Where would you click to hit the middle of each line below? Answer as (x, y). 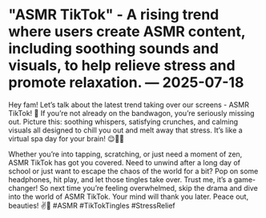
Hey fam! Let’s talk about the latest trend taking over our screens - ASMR (129, 105)
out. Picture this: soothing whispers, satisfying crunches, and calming (123, 121)
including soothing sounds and (113, 49)
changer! (23, 188)
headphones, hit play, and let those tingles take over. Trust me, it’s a (120, 179)
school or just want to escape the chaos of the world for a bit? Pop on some (133, 171)
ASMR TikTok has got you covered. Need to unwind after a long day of (125, 162)
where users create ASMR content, (127, 32)
